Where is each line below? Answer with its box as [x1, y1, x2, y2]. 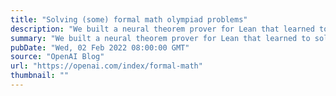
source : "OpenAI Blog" [10, 52, 105, 62]
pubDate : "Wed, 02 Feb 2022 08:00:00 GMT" [10, 42, 190, 53]
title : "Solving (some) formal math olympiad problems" [10, 14, 248, 25]
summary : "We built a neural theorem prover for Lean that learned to [10, 33, 311, 43]
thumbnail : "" [10, 71, 70, 81]
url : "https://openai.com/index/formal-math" [10, 61, 203, 71]
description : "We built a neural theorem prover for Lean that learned [10, 24, 315, 34]
